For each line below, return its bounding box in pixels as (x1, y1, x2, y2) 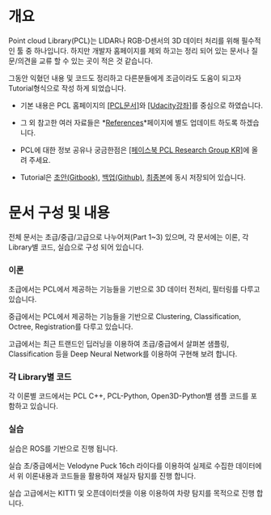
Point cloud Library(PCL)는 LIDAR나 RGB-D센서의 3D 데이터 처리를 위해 (8, 36, 240, 45)
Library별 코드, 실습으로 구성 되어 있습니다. (8, 242, 144, 252)
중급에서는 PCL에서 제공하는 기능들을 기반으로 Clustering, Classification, (8, 312, 241, 321)
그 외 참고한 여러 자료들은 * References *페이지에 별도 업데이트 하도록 (19, 117, 239, 127)
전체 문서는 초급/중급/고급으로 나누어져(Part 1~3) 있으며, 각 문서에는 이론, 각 (8, 232, 249, 241)
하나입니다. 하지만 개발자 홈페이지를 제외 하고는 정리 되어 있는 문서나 (33, 45, 250, 55)
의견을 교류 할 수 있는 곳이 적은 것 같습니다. (17, 56, 154, 66)
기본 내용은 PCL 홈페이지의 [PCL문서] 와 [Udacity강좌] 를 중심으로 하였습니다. (19, 100, 263, 110)
